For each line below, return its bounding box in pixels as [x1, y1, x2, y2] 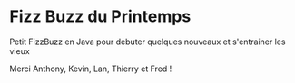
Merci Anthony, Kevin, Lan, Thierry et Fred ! [9, 63, 172, 74]
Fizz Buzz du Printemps [9, 6, 192, 27]
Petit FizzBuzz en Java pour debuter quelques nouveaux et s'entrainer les [9, 36, 286, 47]
